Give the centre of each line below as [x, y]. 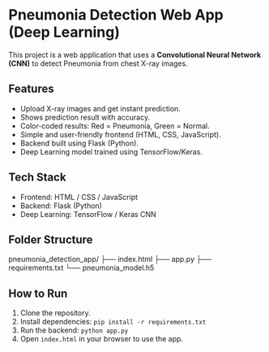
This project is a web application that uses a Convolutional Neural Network [135, 54]
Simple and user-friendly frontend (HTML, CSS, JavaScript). [120, 134]
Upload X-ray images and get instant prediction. [100, 108]
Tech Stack [37, 178]
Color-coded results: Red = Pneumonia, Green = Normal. [115, 126]
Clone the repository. [55, 313]
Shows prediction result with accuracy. [85, 117]
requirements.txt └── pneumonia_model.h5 [81, 268]
